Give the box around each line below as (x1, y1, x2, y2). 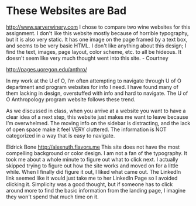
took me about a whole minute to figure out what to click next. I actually (6, 156, 178, 163)
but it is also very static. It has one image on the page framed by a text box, (6, 36, 188, 43)
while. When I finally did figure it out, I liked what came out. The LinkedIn (6, 168, 181, 175)
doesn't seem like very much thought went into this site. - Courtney (6, 54, 169, 61)
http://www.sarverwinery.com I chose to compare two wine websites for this (6, 23, 191, 30)
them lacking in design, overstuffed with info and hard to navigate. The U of (6, 90, 188, 97)
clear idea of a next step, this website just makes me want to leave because (6, 113, 188, 121)
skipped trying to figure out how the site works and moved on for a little (6, 162, 178, 169)
